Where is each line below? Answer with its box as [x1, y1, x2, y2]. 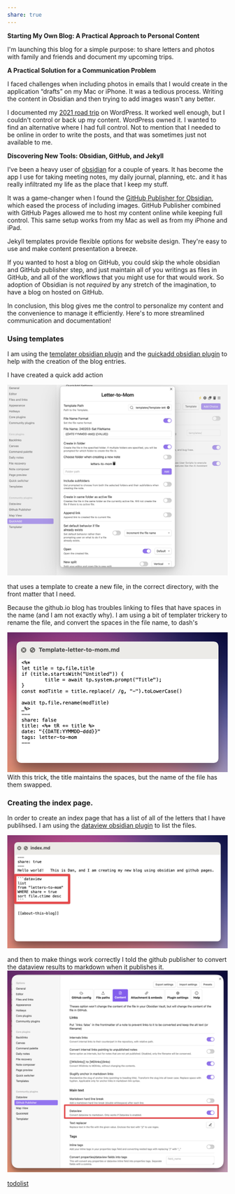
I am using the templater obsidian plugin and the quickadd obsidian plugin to [7, 349, 227, 358]
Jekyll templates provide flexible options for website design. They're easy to [7, 237, 227, 245]
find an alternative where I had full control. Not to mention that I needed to [7, 123, 221, 131]
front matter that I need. [7, 590, 76, 598]
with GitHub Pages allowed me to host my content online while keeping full [7, 208, 222, 217]
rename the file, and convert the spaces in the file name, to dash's [7, 618, 198, 627]
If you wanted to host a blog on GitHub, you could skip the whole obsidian [7, 258, 220, 266]
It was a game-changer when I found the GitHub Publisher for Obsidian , [7, 194, 214, 202]
